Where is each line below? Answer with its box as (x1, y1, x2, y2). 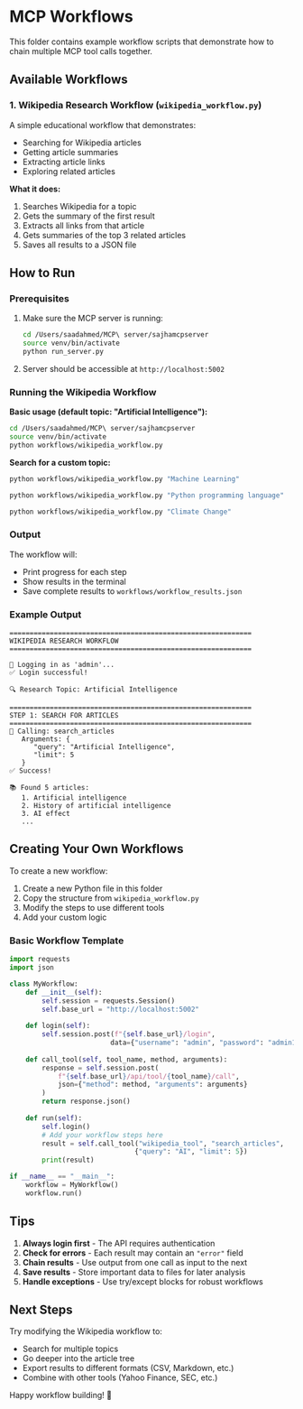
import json (9, 963, 54, 972)
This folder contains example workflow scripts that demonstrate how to (9, 36, 274, 47)
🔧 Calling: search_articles (9, 727, 115, 737)
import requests (9, 955, 70, 964)
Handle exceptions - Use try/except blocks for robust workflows (22, 1275, 263, 1287)
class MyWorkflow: (9, 979, 78, 988)
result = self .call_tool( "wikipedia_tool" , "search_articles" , (41, 1139, 284, 1148)
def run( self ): (25, 1113, 83, 1123)
